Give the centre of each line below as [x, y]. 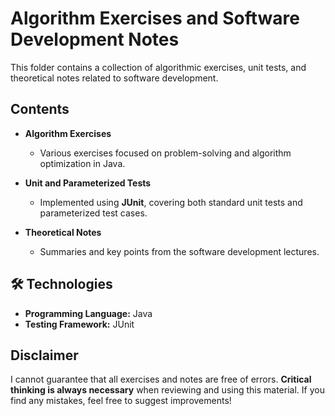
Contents [40, 109]
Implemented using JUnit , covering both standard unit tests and [171, 202]
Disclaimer [44, 355]
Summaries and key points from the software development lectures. [179, 251]
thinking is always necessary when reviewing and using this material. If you [167, 390]
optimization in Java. [82, 163]
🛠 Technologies [61, 284]
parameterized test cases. [93, 213]
